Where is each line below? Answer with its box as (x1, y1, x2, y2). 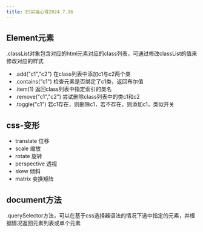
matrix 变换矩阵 (15, 175, 54, 182)
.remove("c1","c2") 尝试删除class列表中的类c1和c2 (15, 93, 141, 101)
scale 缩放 (15, 145, 41, 152)
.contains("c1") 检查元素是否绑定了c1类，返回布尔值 (15, 78, 144, 85)
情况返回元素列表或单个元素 (11, 219, 81, 227)
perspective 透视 (15, 160, 58, 167)
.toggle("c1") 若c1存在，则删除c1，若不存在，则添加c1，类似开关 (15, 101, 175, 108)
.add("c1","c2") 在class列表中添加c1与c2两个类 (15, 70, 131, 78)
